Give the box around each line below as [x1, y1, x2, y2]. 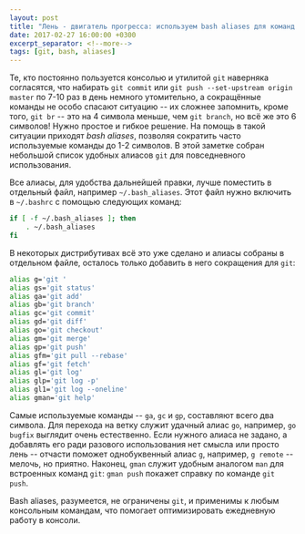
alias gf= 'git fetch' [9, 359, 92, 369]
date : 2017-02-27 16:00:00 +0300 [9, 30, 137, 39]
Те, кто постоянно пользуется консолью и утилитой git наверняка [9, 72, 269, 83]
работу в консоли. [9, 514, 81, 525]
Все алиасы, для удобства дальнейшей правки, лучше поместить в [9, 177, 272, 188]
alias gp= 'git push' [9, 343, 88, 352]
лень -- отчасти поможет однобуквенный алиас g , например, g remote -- [9, 448, 294, 459]
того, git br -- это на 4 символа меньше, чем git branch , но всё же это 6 [9, 111, 297, 122]
